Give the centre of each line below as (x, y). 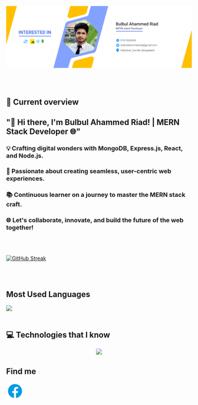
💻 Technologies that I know (58, 335)
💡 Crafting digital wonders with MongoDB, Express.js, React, (95, 148)
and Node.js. (25, 156)
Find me (21, 371)
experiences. (26, 179)
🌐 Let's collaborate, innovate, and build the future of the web (95, 220)
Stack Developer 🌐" (43, 131)
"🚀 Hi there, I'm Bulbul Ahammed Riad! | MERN (93, 122)
